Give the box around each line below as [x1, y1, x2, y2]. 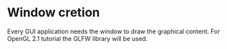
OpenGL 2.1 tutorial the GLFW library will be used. [7, 34, 148, 42]
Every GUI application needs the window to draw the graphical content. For [7, 27, 220, 35]
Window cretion [7, 5, 100, 20]
